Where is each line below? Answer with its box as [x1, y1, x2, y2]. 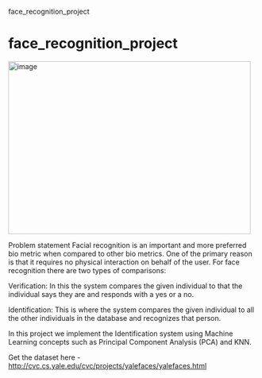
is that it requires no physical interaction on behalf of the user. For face [8, 257, 240, 267]
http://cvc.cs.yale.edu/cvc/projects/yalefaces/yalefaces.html [8, 361, 207, 370]
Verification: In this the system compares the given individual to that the [8, 281, 243, 291]
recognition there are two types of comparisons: [8, 265, 167, 275]
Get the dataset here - [8, 353, 81, 362]
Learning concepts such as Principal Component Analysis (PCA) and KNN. [8, 337, 252, 346]
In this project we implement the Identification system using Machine [8, 329, 233, 338]
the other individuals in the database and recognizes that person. [8, 313, 222, 322]
